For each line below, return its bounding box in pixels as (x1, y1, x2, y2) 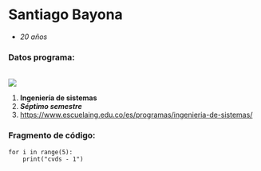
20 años (19, 32, 48, 41)
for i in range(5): (8, 148, 73, 156)
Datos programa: (8, 52, 75, 63)
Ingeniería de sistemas (19, 93, 97, 103)
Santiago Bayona (8, 6, 124, 24)
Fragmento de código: (8, 130, 96, 141)
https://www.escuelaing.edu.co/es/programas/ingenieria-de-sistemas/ (19, 110, 253, 120)
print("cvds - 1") (22, 155, 84, 163)
